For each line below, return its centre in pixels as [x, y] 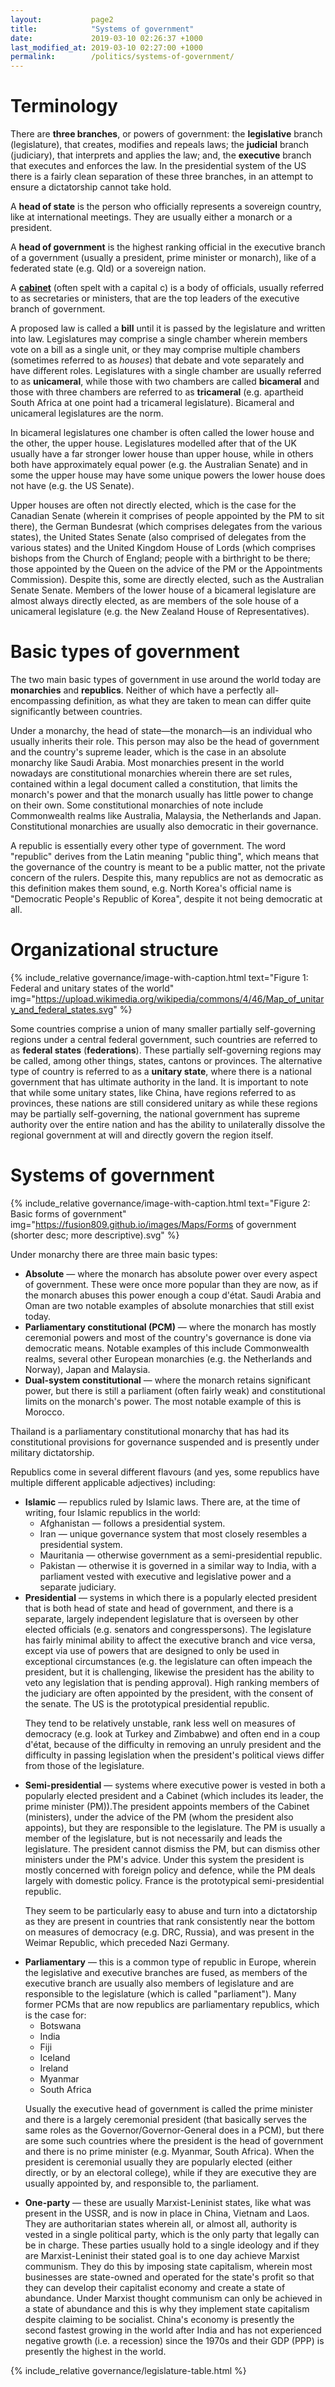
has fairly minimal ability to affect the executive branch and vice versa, [170, 1640]
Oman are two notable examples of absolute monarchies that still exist [169, 1305]
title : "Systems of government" [102, 29]
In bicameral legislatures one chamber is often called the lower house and [162, 433]
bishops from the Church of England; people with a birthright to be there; [160, 558]
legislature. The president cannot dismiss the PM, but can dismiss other [172, 1848]
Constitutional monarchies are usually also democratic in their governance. [164, 826]
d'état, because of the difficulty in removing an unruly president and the [173, 1744]
